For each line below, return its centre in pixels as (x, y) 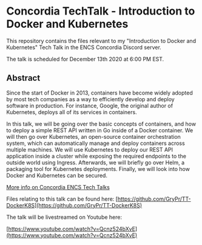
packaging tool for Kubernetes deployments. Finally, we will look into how (98, 169)
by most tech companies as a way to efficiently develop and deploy (90, 99)
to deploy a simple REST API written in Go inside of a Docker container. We (100, 130)
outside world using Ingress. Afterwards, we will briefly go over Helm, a (96, 163)
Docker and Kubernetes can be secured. (57, 175)
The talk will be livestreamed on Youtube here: (64, 217)
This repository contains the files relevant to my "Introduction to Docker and (101, 41)
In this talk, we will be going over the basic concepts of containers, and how (101, 124)
